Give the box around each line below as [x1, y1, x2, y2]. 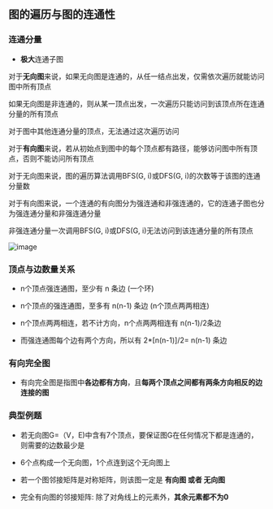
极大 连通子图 [19, 54, 63, 63]
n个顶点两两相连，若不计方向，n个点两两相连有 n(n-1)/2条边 [19, 317, 222, 327]
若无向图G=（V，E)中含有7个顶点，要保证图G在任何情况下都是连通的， [19, 429, 258, 440]
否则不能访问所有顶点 [22, 153, 94, 163]
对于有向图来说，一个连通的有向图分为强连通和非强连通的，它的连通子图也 [8, 198, 258, 208]
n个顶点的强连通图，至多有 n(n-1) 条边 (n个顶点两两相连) [19, 300, 210, 310]
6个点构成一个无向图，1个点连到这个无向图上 [19, 457, 171, 467]
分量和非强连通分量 [36, 208, 102, 218]
